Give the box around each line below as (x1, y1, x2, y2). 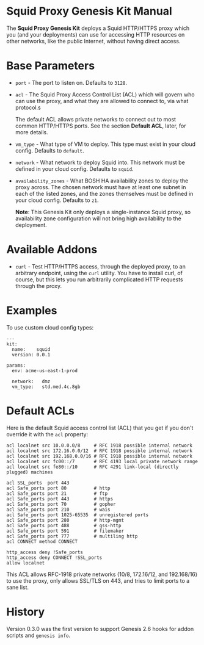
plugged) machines (6, 469, 53, 475)
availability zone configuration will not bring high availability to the (15, 215, 181, 222)
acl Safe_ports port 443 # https (6, 495, 114, 502)
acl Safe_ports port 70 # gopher (6, 501, 116, 507)
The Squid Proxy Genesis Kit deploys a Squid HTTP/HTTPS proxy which (6, 24, 190, 32)
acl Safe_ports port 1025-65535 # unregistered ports (6, 511, 149, 518)
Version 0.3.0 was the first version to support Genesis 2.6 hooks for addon (6, 625, 194, 632)
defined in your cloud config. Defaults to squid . (15, 165, 134, 172)
